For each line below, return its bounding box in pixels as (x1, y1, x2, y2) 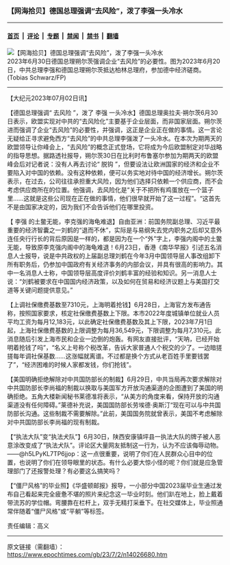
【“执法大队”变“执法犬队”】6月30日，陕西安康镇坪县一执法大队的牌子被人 (7, 432, 215, 440)
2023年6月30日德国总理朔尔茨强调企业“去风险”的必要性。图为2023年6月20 (7, 57, 220, 65)
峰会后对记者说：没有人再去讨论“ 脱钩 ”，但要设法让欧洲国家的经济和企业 (7, 160, 214, 168)
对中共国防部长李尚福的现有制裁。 (7, 418, 103, 426)
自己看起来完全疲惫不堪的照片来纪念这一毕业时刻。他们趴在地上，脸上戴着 (12, 490, 223, 498)
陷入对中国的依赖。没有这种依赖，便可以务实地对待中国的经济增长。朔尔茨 (12, 168, 223, 176)
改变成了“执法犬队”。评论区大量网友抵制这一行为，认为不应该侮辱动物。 (18, 441, 222, 449)
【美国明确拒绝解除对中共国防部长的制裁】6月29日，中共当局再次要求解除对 (7, 375, 222, 383)
